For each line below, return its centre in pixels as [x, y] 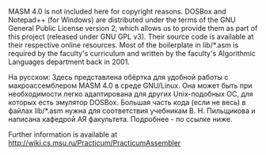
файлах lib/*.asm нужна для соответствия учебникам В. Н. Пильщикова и [132, 111]
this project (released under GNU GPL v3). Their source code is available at [131, 36]
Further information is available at [63, 134]
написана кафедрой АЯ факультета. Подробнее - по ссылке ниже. [120, 119]
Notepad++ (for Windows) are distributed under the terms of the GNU [122, 20]
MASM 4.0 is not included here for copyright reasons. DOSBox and [117, 11]
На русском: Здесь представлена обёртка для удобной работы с [118, 77]
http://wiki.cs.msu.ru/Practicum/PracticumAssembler [95, 143]
